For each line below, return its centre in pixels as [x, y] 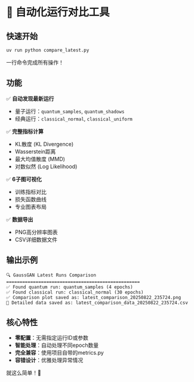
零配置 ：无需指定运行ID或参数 [51, 338]
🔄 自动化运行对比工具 [58, 12]
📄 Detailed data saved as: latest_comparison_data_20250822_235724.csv [97, 303]
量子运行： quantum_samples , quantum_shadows [70, 111]
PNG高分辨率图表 [36, 232]
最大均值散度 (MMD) [40, 159]
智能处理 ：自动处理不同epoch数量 [57, 345]
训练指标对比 [30, 192]
